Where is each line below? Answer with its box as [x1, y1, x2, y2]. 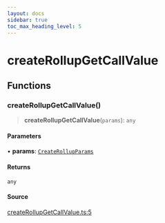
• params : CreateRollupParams [7, 147, 95, 156]
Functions [7, 80, 52, 92]
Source [7, 193, 29, 201]
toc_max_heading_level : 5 [7, 23, 81, 30]
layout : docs [7, 10, 45, 17]
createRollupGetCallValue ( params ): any [23, 116, 136, 125]
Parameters [7, 131, 41, 140]
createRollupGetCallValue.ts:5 [7, 208, 92, 216]
